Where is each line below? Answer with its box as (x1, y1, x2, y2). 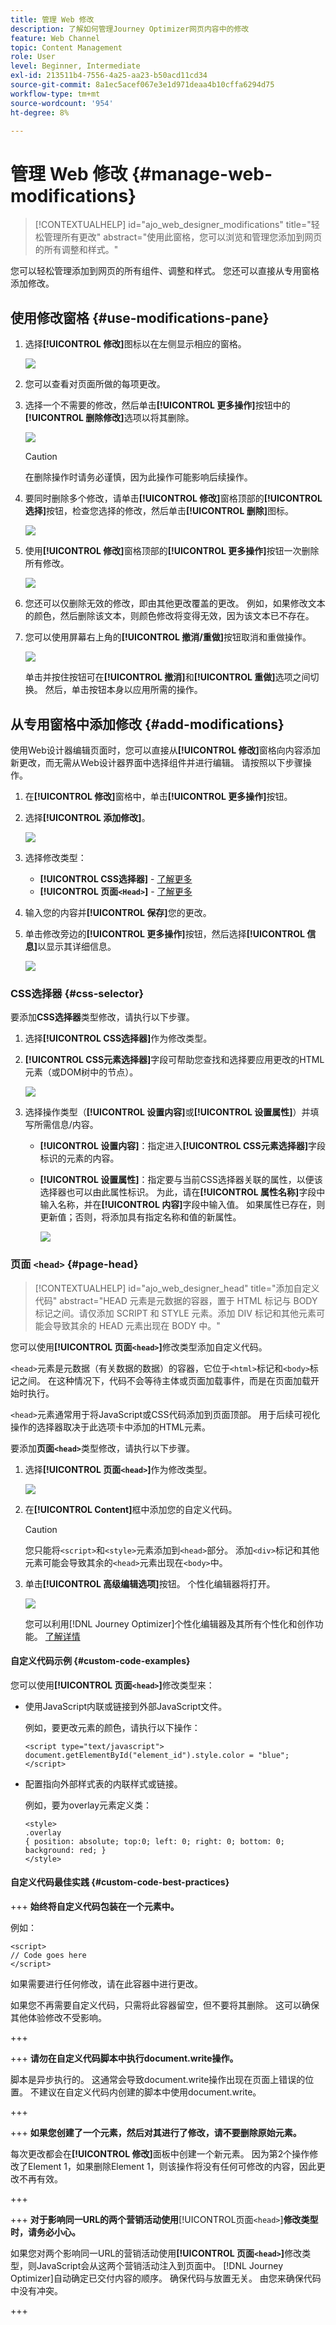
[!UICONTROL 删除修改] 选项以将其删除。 (24, 412, 195, 424)
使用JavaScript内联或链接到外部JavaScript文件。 (24, 1700, 228, 1712)
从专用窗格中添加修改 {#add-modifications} (10, 716, 285, 733)
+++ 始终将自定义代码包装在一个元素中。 (10, 1900, 180, 1912)
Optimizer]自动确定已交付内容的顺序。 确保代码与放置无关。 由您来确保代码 (10, 2272, 322, 2284)
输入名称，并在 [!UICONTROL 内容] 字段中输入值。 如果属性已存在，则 (39, 1199, 326, 1211)
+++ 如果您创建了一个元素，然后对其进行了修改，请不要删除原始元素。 (10, 2126, 302, 2138)
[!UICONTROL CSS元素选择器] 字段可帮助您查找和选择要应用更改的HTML (24, 1054, 325, 1066)
